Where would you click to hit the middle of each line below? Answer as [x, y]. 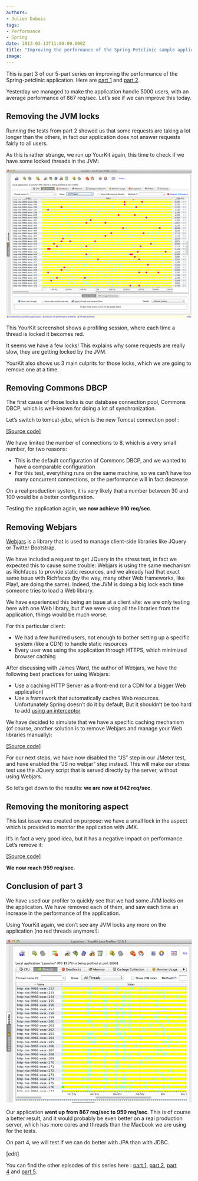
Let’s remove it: [24, 845]
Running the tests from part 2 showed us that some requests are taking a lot [98, 131]
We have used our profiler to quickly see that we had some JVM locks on [95, 900]
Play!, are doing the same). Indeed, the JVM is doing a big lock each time [95, 584]
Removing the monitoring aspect [67, 806]
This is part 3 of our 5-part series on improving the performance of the [92, 73]
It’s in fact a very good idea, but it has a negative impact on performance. [95, 839]
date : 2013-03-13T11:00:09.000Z [46, 44]
